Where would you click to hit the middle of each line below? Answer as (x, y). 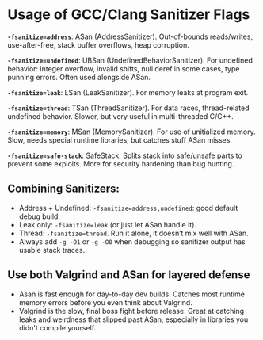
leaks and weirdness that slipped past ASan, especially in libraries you (133, 319)
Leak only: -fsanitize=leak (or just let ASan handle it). (108, 224)
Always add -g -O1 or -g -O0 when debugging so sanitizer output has (132, 241)
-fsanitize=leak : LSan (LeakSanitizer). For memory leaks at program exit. (128, 92)
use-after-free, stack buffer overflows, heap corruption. (98, 44)
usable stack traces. (52, 250)
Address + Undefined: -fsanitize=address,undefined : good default (128, 208)
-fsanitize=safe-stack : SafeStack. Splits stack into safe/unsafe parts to (125, 155)
